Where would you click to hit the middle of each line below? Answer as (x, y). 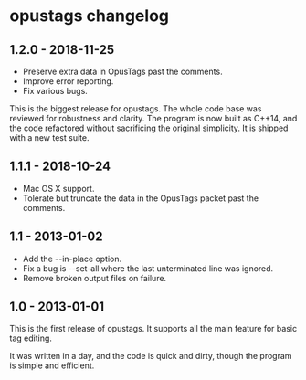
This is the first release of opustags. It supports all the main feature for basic (153, 329)
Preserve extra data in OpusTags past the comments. (122, 71)
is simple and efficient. (52, 365)
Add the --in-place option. (72, 259)
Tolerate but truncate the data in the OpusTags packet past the (140, 198)
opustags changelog (90, 16)
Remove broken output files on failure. (95, 278)
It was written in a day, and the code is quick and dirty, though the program (151, 356)
